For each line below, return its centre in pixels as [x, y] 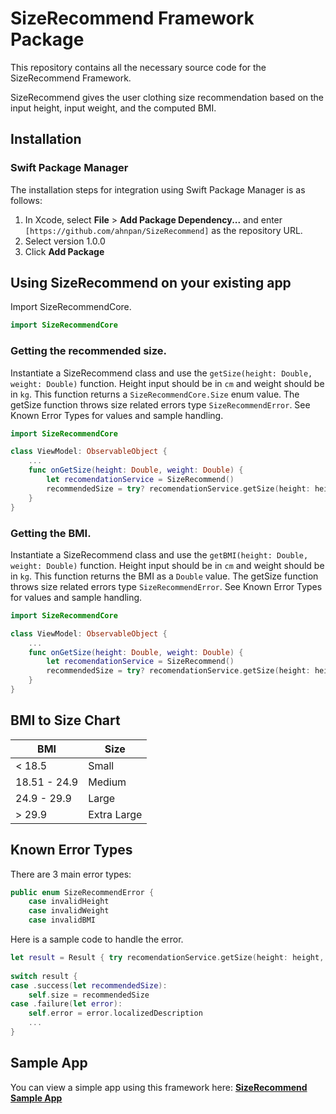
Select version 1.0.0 [65, 241]
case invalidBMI [62, 920]
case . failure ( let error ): [66, 1004]
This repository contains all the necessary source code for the [138, 67]
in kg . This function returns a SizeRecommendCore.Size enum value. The [155, 394]
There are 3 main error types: [71, 874]
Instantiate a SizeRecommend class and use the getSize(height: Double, [161, 373]
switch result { [44, 976]
